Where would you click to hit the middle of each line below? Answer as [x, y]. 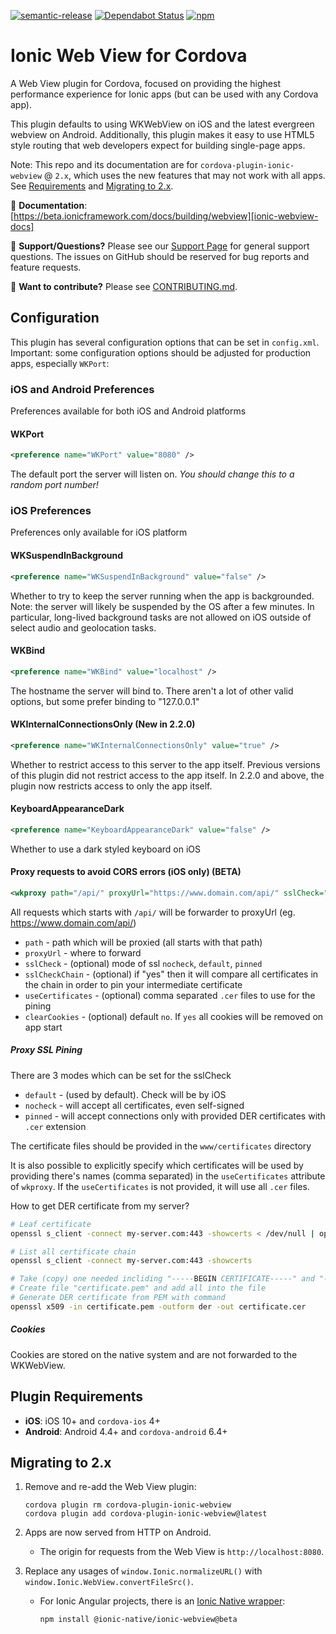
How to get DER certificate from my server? [100, 1206]
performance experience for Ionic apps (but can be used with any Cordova [164, 94]
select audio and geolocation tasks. [83, 627]
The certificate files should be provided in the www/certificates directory [161, 1146]
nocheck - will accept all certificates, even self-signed [134, 1105]
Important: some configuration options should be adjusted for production [161, 352]
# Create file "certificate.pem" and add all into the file [138, 1288]
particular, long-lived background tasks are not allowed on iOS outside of [161, 617]
